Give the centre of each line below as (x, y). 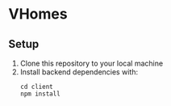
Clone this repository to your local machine (92, 63)
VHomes (38, 14)
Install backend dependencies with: (79, 72)
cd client (37, 87)
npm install (40, 94)
